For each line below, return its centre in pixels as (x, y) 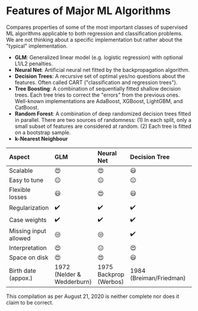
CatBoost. (27, 107)
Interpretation (28, 247)
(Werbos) (111, 282)
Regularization (29, 208)
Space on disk (29, 257)
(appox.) (21, 278)
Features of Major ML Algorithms (88, 11)
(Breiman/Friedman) (158, 278)
